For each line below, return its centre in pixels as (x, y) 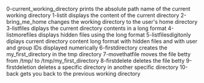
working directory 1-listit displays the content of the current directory (93, 15)
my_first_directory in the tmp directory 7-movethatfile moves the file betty (98, 54)
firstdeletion (21, 67)
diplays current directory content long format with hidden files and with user (102, 41)
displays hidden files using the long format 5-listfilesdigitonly (115, 35)
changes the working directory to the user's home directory (123, 22)
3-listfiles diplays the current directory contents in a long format (86, 28)
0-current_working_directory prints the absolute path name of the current (98, 9)
